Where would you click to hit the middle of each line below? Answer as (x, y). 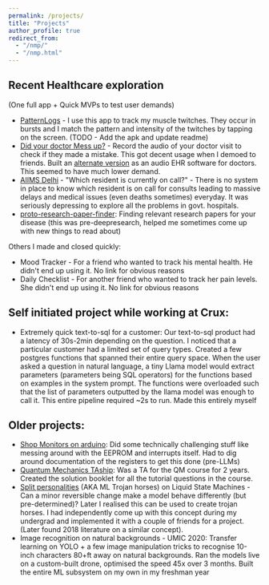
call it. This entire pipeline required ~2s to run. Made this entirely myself (138, 400)
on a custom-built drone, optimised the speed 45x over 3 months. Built (137, 564)
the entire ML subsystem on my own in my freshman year (114, 572)
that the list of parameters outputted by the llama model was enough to (137, 391)
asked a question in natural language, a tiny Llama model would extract (137, 366)
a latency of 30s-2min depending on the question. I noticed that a (128, 341)
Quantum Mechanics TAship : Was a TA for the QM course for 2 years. (134, 470)
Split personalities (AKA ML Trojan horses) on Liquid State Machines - (135, 487)
